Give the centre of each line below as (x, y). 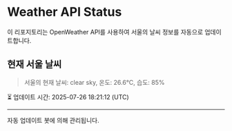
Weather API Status (65, 12)
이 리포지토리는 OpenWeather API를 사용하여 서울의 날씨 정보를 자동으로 (105, 32)
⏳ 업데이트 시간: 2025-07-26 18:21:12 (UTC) (68, 97)
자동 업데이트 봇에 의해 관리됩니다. (53, 120)
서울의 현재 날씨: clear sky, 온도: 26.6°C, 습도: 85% (94, 82)
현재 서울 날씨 (35, 64)
